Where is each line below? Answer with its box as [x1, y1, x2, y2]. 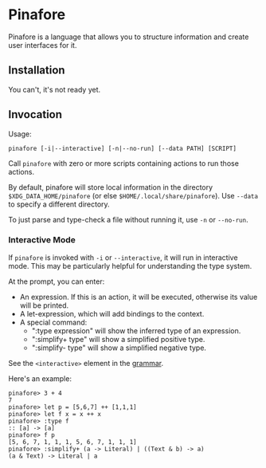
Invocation [8, 108, 62, 121]
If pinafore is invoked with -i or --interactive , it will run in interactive [8, 253, 238, 262]
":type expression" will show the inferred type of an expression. [31, 325, 241, 336]
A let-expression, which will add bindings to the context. [19, 309, 205, 318]
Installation [8, 64, 65, 77]
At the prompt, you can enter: [8, 277, 105, 286]
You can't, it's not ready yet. [8, 85, 101, 94]
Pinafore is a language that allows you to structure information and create [8, 32, 249, 41]
